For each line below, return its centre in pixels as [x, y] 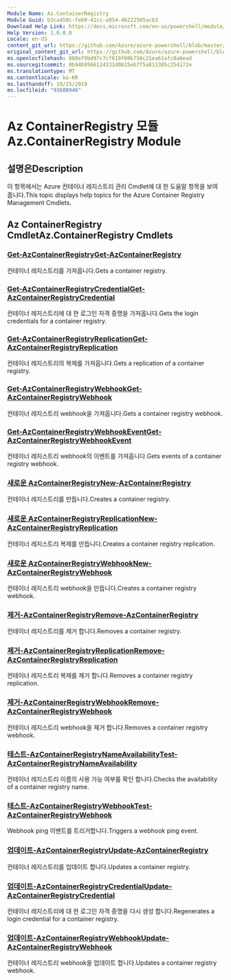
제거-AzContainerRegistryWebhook [68, 703]
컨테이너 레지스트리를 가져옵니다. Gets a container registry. [87, 270]
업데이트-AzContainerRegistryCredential [76, 886]
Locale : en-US [27, 39]
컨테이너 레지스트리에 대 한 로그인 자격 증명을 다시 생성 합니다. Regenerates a [111, 911]
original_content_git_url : [46, 52]
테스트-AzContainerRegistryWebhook [71, 806]
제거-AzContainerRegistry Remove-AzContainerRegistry [103, 615]
